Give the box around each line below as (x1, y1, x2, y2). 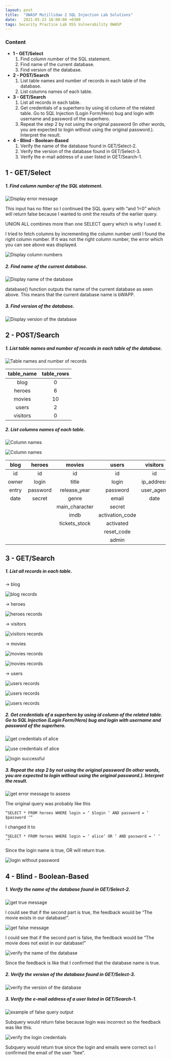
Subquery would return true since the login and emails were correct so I (5, 1044, 156, 1050)
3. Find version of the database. (5, 303, 75, 310)
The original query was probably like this (5, 801, 91, 807)
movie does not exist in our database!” (5, 940, 86, 946)
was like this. (5, 1024, 33, 1030)
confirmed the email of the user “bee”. (5, 1049, 85, 1055)
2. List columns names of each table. (5, 426, 85, 432)
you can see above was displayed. (5, 241, 78, 248)
